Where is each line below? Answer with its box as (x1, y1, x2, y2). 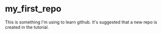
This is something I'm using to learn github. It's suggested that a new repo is (5, 19, 157, 25)
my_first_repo (5, 3, 61, 14)
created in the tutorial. (5, 24, 49, 30)
